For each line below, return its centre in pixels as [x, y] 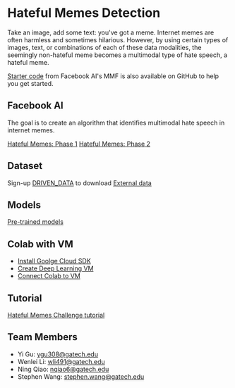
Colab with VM [41, 244]
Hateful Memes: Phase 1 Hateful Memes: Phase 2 [79, 144]
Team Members [42, 337]
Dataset [25, 166]
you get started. [31, 83]
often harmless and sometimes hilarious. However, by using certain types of [118, 39]
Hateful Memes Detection [84, 13]
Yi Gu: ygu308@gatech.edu [58, 354]
